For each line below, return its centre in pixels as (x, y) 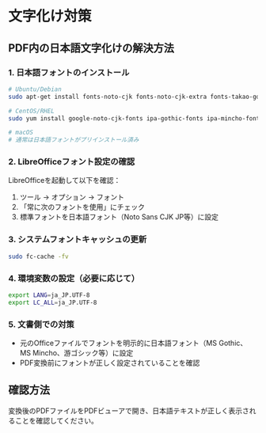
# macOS (21, 133)
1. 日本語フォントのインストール (69, 72)
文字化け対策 (50, 16)
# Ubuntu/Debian (35, 89)
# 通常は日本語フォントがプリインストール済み (74, 140)
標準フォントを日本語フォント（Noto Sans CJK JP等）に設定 (119, 217)
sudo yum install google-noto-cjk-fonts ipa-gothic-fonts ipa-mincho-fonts (136, 118)
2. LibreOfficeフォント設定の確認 (72, 161)
